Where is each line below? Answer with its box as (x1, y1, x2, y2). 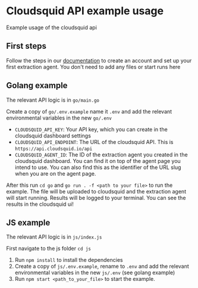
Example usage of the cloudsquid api (6, 24, 97, 31)
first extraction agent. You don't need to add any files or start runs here (6, 63, 181, 70)
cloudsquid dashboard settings (14, 132, 91, 139)
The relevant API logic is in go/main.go (6, 96, 100, 104)
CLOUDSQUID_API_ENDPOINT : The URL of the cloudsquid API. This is (14, 138, 174, 145)
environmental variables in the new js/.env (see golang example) (14, 269, 175, 276)
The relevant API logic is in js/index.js (6, 233, 102, 240)
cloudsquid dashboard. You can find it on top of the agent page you (14, 157, 181, 164)
